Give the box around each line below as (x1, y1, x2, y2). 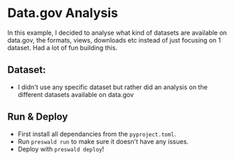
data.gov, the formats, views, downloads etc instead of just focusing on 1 (7, 35, 221, 44)
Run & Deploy (7, 111, 68, 123)
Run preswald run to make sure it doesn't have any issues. (17, 137, 189, 146)
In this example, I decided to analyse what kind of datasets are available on (7, 28, 228, 37)
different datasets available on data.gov (17, 90, 134, 98)
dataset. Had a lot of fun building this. (7, 43, 118, 52)
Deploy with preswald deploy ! (17, 144, 105, 153)
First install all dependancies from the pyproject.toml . (17, 130, 176, 138)
